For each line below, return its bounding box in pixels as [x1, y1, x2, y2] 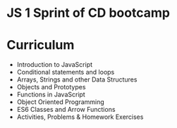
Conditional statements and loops [16, 68, 115, 77]
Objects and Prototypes [16, 83, 86, 91]
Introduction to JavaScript [16, 60, 93, 69]
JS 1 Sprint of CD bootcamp [6, 5, 171, 21]
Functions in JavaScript [16, 90, 85, 99]
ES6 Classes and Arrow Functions [16, 105, 116, 114]
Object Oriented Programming [16, 98, 105, 106]
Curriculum [6, 37, 75, 53]
